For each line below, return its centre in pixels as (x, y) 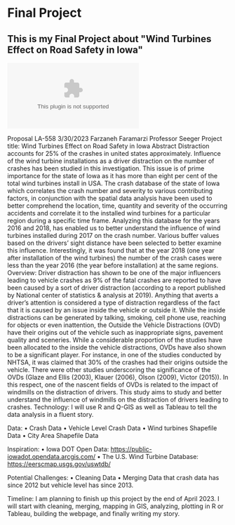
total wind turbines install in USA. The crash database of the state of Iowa (114, 183)
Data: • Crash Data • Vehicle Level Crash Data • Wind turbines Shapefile (112, 428)
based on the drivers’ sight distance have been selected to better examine (115, 243)
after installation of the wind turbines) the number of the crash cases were (115, 258)
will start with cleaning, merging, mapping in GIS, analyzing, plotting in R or (115, 506)
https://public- (131, 449)
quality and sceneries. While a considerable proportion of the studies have (115, 340)
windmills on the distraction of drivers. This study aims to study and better (115, 392)
